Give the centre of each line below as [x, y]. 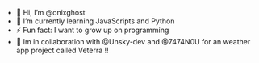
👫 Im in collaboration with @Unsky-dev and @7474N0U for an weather [133, 42]
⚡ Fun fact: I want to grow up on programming [92, 30]
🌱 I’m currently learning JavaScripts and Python [95, 21]
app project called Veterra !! [62, 50]
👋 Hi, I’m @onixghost [51, 13]
